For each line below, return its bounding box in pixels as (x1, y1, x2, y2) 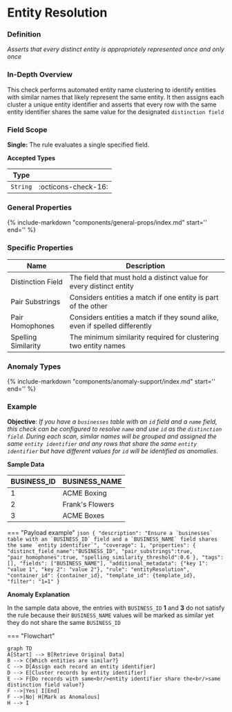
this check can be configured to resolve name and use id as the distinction (7, 425, 222, 433)
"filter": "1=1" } (7, 579, 60, 585)
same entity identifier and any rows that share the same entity (7, 440, 197, 448)
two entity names (69, 341, 126, 350)
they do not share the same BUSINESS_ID (7, 619, 121, 627)
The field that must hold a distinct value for (69, 272, 209, 282)
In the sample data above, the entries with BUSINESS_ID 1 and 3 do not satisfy (7, 603, 225, 612)
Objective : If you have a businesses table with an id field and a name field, (7, 418, 217, 426)
